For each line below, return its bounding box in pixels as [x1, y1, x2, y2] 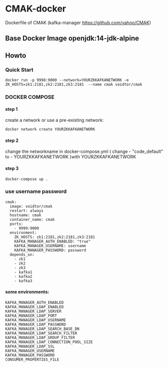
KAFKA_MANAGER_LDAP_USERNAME [5, 318, 66, 323]
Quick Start [5, 66, 34, 73]
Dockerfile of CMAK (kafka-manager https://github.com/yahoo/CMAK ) [5, 20, 151, 26]
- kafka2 [14, 274, 33, 279]
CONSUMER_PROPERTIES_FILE [5, 357, 59, 362]
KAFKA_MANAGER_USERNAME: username [14, 243, 86, 248]
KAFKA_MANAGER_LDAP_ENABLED [5, 304, 64, 310]
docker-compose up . [5, 176, 49, 181]
